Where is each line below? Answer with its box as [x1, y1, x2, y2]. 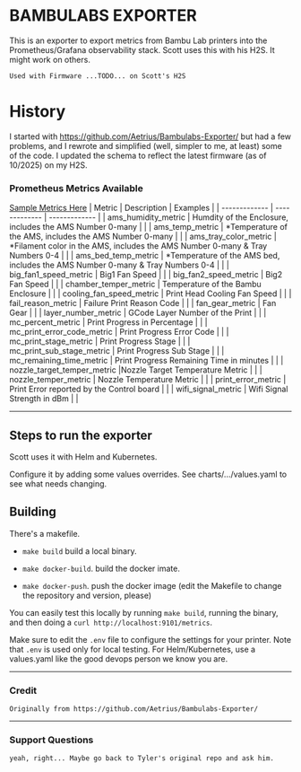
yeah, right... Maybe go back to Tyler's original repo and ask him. [9, 754, 275, 763]
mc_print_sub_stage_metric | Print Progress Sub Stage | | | [9, 346, 225, 356]
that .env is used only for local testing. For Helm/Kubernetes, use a [9, 644, 256, 654]
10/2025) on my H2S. [9, 159, 88, 171]
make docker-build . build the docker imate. [21, 563, 181, 574]
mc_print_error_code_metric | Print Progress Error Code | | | [9, 327, 229, 338]
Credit [9, 684, 38, 697]
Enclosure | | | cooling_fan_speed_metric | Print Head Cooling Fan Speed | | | [9, 288, 292, 299]
